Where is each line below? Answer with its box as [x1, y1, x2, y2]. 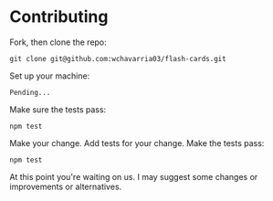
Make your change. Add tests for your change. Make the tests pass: [9, 137, 265, 148]
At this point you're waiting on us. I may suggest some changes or [9, 171, 258, 182]
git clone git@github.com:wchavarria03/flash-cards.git [9, 54, 226, 63]
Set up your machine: [9, 70, 90, 81]
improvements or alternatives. [9, 181, 122, 192]
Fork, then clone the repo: [9, 37, 107, 48]
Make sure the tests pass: [9, 103, 107, 115]
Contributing [9, 6, 109, 27]
